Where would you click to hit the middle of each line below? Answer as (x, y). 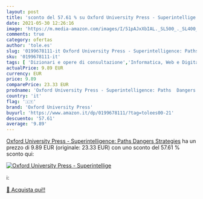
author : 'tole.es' (29, 46)
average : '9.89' (27, 124)
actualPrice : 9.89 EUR (35, 68)
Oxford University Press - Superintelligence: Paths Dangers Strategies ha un (101, 141)
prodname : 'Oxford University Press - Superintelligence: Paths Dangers (101, 90)
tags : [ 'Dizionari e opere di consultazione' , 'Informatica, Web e (93, 62)
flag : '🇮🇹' (21, 101)
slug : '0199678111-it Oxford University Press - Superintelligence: (94, 51)
